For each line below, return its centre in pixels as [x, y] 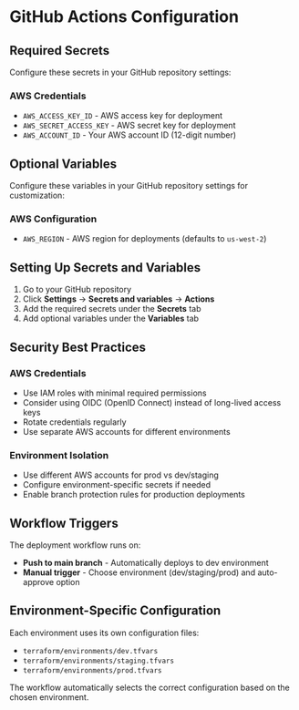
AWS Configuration [53, 219]
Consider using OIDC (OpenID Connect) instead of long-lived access [152, 402]
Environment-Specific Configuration [115, 611]
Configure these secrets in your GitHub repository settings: [120, 72]
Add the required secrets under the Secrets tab [112, 309]
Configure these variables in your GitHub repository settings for [129, 186]
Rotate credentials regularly [74, 422]
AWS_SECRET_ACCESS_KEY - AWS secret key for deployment [129, 126]
